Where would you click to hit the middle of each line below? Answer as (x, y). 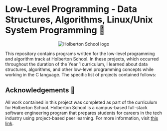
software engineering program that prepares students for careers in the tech (84, 113)
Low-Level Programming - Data (71, 9)
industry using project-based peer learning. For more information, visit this (82, 118)
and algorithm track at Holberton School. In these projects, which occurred (82, 59)
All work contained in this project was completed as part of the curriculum (81, 102)
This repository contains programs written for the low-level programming (80, 54)
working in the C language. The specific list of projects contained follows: (81, 74)
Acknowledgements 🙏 (40, 90)
